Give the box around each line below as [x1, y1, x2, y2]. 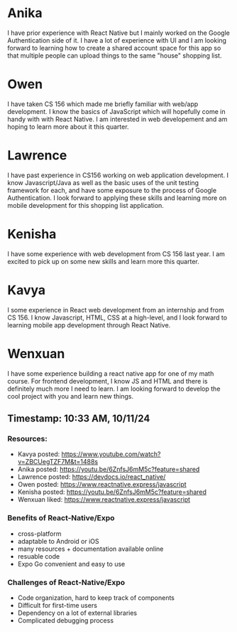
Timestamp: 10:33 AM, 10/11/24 [7, 413, 150, 425]
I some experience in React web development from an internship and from [7, 305, 225, 314]
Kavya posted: [17, 450, 60, 458]
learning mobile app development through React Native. [7, 320, 171, 329]
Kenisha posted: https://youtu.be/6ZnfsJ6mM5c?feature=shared [17, 488, 207, 496]
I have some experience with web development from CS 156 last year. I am [7, 249, 226, 258]
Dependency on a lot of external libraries [17, 609, 137, 617]
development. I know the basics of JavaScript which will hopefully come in [7, 107, 226, 115]
